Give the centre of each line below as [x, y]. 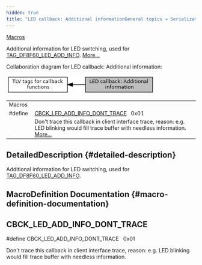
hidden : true [23, 13]
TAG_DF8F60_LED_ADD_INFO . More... [53, 55]
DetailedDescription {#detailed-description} [91, 155]
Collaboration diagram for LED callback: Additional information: [84, 67]
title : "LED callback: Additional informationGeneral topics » [87, 19]
